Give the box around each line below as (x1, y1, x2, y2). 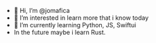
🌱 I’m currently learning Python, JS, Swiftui (13, 21, 137, 29)
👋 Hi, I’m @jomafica (13, 7, 71, 14)
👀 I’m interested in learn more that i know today (13, 14, 149, 22)
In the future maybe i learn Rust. (13, 28, 106, 36)
